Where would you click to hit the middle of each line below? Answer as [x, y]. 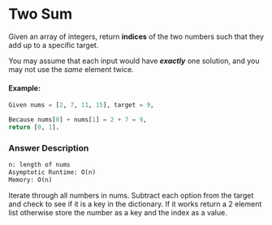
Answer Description [49, 148]
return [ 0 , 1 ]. [34, 127]
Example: [25, 88]
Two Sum [41, 14]
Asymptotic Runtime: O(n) [52, 172]
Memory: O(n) [30, 180]
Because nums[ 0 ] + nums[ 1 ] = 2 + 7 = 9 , [78, 120]
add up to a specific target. [54, 45]
